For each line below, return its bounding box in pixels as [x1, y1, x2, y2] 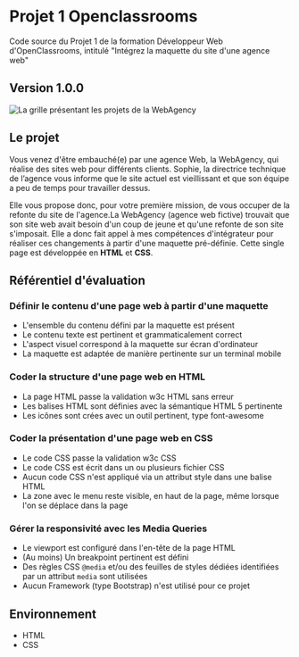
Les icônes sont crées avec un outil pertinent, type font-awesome [21, 410, 265, 420]
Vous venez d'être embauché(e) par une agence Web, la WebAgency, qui [9, 154, 279, 164]
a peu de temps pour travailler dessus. [9, 182, 151, 193]
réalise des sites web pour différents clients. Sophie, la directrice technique [9, 163, 287, 174]
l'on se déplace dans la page [21, 500, 129, 511]
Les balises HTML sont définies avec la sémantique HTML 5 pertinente [21, 400, 283, 412]
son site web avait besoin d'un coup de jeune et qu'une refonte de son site [9, 219, 284, 229]
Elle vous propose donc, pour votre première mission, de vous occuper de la [9, 199, 290, 211]
